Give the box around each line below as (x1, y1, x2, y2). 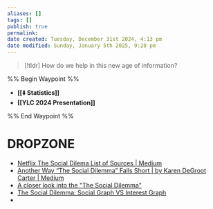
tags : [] (7, 17, 33, 24)
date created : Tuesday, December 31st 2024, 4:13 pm (7, 36, 163, 43)
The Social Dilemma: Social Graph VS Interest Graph (17, 188, 167, 197)
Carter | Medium (17, 174, 64, 182)
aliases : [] (7, 10, 41, 17)
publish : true (7, 23, 48, 30)
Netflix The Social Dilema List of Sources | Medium (17, 158, 163, 167)
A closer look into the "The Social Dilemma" (17, 181, 142, 189)
